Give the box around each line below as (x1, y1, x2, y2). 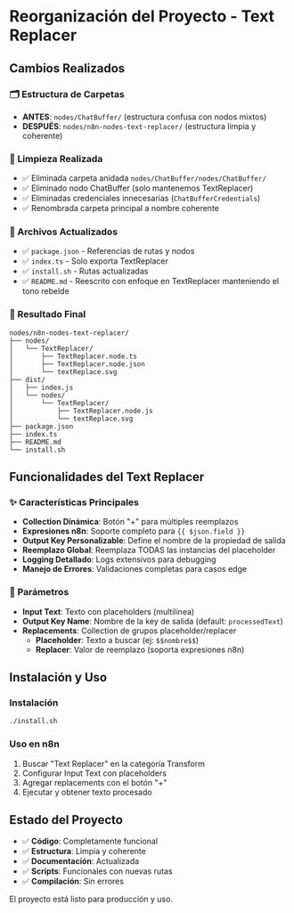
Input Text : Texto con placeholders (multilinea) (21, 606, 195, 616)
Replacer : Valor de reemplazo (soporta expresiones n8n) (35, 644, 245, 655)
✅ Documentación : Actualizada (21, 856, 140, 867)
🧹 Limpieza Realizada (9, 152, 103, 165)
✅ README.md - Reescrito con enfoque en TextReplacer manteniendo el (21, 276, 279, 287)
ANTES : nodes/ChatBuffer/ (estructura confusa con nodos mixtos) (21, 111, 267, 122)
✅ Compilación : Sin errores (21, 876, 125, 887)
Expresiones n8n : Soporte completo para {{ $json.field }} (21, 526, 246, 536)
